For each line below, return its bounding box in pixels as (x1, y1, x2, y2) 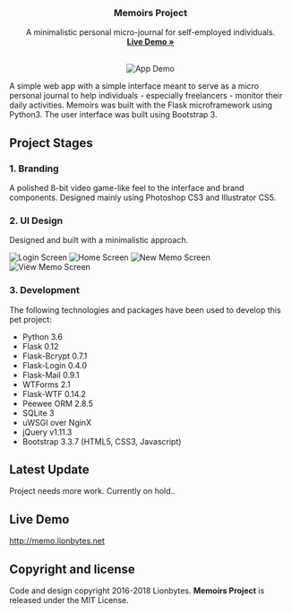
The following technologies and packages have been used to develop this (9, 304, 281, 315)
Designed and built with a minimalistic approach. (9, 235, 189, 246)
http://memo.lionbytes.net (9, 536, 106, 547)
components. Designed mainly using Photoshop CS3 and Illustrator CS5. (9, 192, 277, 203)
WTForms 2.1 (21, 379, 71, 390)
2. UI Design (9, 214, 64, 227)
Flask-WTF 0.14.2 (21, 388, 87, 399)
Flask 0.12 (21, 341, 59, 351)
